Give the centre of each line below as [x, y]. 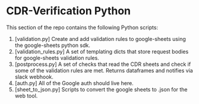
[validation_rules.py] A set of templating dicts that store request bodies [102, 51]
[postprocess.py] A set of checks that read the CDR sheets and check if [103, 64]
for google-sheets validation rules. [57, 58]
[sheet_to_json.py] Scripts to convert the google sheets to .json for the [101, 89]
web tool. [26, 96]
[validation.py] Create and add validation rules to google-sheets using [100, 39]
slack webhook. [34, 77]
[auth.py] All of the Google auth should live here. [74, 83]
